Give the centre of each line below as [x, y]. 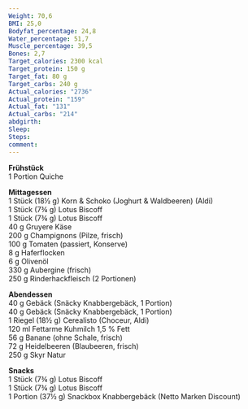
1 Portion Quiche [36, 176]
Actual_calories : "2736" [50, 91]
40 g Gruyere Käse [40, 226]
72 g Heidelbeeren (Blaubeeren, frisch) [74, 346]
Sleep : [20, 129]
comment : [23, 144]
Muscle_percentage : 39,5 [50, 46]
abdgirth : [25, 122]
